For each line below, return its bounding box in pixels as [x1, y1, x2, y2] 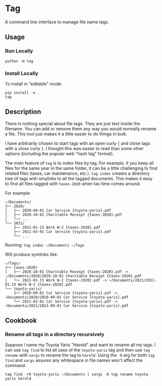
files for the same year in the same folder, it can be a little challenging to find [5, 165, 158, 171]
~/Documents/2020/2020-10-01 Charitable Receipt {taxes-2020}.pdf [5, 273, 142, 278]
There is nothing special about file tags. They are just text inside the [5, 120, 140, 126]
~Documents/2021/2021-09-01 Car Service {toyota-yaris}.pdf [5, 303, 129, 308]
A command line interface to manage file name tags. [5, 19, 109, 25]
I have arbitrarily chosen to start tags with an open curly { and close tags [5, 140, 150, 146]
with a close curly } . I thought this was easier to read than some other [5, 145, 144, 151]
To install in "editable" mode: [5, 81, 62, 86]
